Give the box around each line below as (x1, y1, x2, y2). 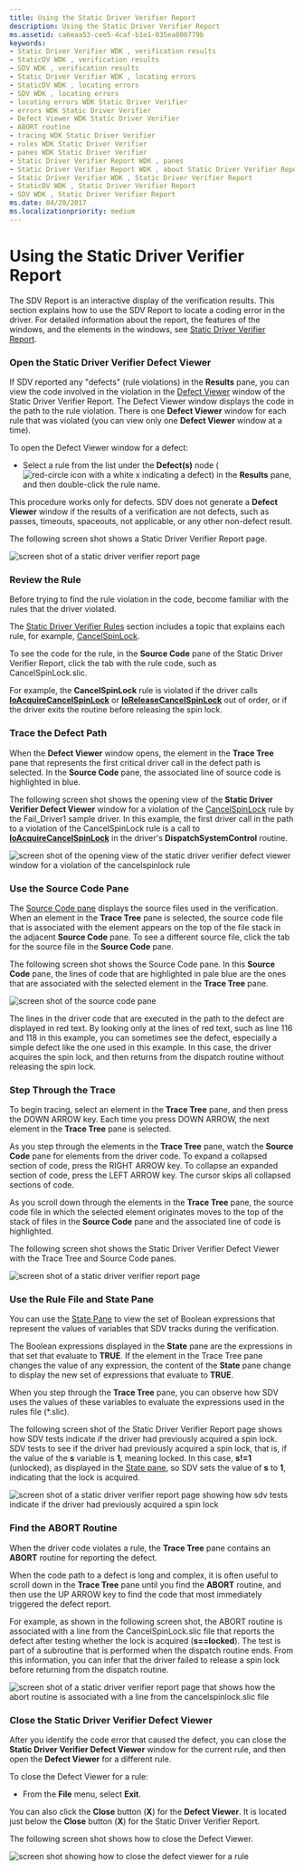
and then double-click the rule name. (22, 479, 161, 490)
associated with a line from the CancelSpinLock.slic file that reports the (9, 1626, 275, 1637)
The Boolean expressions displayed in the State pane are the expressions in (9, 1341, 293, 1351)
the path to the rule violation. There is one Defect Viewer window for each (9, 405, 287, 416)
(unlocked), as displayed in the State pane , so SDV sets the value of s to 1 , (9, 1463, 287, 1474)
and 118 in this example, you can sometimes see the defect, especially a (9, 1032, 278, 1043)
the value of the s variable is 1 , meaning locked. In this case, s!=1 (9, 1453, 252, 1464)
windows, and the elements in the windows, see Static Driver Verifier (9, 323, 266, 335)
